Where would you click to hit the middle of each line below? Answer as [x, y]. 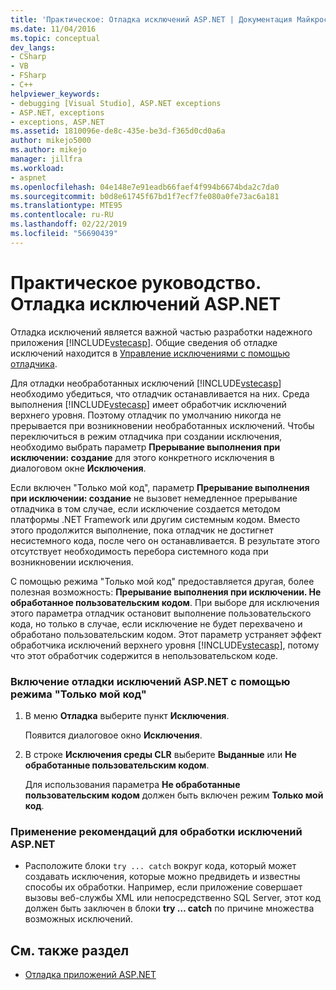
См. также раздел [70, 950]
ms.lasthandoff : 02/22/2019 [69, 224]
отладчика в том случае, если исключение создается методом [145, 508]
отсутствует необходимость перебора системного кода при [139, 551]
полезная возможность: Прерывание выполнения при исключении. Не [166, 592]
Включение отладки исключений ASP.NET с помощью [150, 681]
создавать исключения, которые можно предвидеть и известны [162, 877]
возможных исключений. [79, 919]
